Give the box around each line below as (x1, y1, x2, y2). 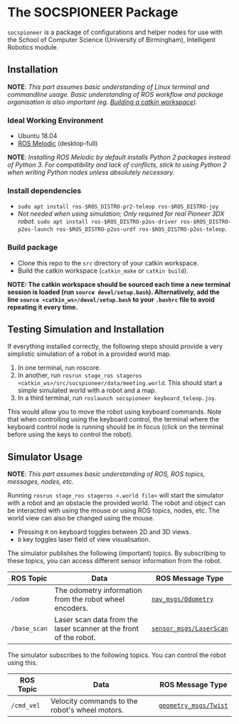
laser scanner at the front (54, 624, 139, 634)
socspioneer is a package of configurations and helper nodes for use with (7, 28, 223, 36)
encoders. (54, 603, 89, 613)
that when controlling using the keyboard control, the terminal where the (7, 415, 219, 424)
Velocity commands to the (51, 696, 138, 706)
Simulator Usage (7, 451, 83, 463)
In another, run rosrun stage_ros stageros (17, 371, 142, 379)
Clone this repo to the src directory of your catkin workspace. (17, 258, 199, 267)
